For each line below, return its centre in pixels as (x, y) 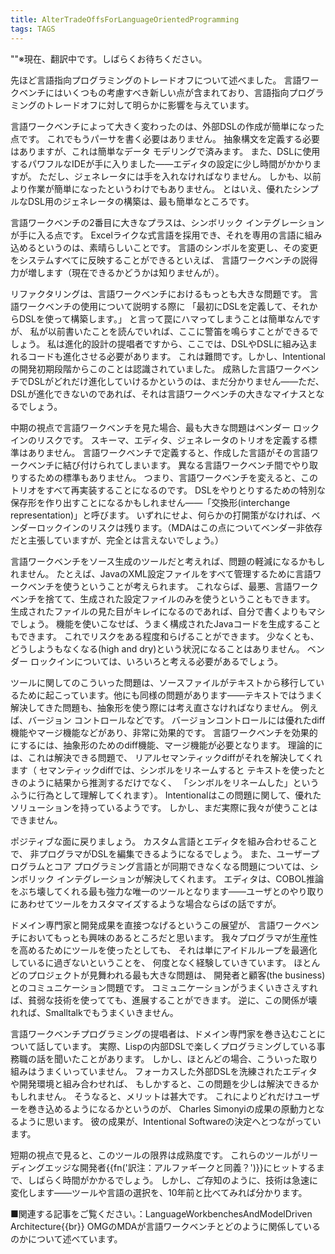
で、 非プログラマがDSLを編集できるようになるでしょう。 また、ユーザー (161, 853)
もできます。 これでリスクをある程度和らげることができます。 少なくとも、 (165, 636)
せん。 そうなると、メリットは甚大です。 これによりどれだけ (169, 1096)
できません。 (36, 820)
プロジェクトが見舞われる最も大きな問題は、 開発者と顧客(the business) (176, 975)
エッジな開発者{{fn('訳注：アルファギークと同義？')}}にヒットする (180, 1167)
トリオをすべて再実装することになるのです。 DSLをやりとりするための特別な (168, 490)
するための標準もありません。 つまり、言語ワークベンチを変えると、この (168, 477)
